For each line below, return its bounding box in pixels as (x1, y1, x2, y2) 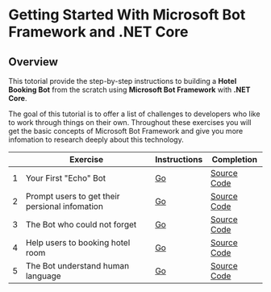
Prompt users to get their (25, 191, 120, 202)
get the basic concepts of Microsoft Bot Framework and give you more (8, 127, 244, 136)
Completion (211, 154, 258, 165)
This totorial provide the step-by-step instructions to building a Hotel (8, 77, 237, 86)
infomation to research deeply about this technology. (8, 135, 184, 144)
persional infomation (25, 201, 103, 211)
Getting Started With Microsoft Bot (8, 6, 246, 24)
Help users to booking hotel (25, 237, 131, 248)
